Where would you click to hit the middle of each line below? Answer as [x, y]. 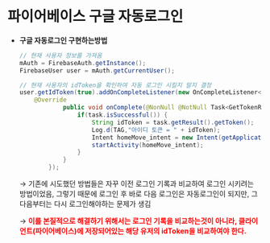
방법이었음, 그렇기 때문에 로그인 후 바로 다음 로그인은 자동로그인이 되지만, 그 [139, 194]
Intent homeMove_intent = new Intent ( [157, 138]
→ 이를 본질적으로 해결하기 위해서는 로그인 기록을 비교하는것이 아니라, [128, 221]
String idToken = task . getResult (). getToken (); [173, 122]
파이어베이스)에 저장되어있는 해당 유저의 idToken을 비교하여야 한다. [141, 231]
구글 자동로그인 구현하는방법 [63, 40]
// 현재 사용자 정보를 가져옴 [60, 56]
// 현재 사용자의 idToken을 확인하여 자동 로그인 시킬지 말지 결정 [115, 85]
